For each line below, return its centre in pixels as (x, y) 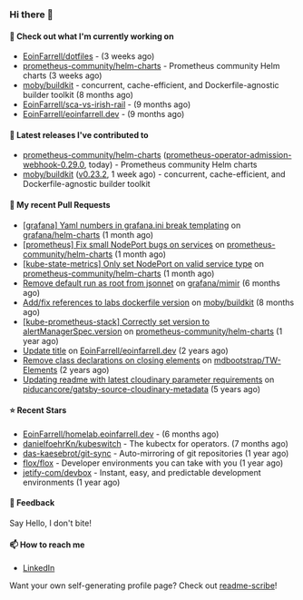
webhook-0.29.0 (53, 165)
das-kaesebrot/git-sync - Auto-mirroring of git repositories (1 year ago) (156, 453)
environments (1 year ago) (71, 482)
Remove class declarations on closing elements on (117, 360)
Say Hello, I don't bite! (51, 523)
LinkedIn (39, 568)
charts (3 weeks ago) (62, 75)
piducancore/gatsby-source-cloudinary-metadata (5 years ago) (142, 389)
